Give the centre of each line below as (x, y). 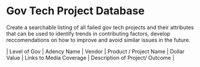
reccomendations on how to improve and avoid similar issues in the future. (98, 40)
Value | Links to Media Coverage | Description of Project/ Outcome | (90, 58)
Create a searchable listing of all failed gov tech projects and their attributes (100, 27)
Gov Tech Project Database (76, 11)
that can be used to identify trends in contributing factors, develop (88, 33)
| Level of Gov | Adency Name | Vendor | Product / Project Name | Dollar (95, 51)
